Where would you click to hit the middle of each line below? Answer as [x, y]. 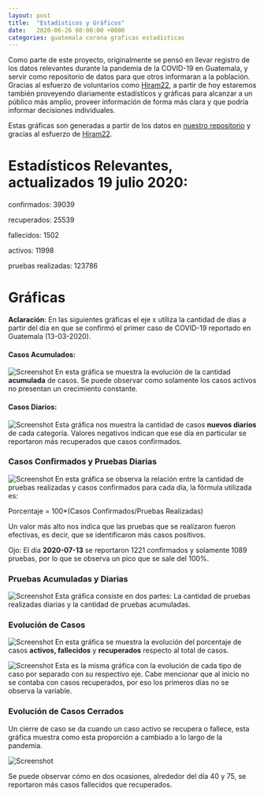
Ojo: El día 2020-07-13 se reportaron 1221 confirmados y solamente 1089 [128, 550]
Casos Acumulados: [42, 354]
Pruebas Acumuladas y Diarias [68, 579]
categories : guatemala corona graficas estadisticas [97, 38]
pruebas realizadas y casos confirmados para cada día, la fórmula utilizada [130, 487]
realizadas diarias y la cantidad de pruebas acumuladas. [99, 604]
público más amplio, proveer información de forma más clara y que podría [128, 102]
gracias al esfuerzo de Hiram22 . [60, 134]
